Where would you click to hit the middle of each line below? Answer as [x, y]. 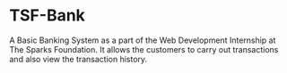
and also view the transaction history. [78, 59]
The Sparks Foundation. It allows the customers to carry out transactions [144, 49]
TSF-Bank [47, 16]
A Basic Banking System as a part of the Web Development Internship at [143, 40]
